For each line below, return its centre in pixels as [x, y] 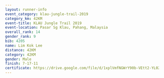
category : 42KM [20, 55]
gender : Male [18, 59]
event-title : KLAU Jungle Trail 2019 [43, 23]
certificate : [18, 68]
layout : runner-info [26, 9]
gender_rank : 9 [20, 37]
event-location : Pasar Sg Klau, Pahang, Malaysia [57, 28]
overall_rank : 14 [23, 32]
